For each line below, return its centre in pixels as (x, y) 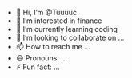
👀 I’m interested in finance (59, 21)
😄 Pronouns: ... (42, 58)
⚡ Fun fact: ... (38, 67)
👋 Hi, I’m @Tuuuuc (46, 12)
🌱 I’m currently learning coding (67, 29)
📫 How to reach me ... (53, 47)
